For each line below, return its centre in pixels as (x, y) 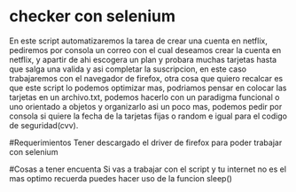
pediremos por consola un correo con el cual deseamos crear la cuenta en (145, 50)
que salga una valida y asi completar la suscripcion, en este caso (128, 69)
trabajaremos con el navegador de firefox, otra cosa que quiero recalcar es (146, 78)
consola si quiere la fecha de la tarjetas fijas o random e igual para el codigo (148, 116)
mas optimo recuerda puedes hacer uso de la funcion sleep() (121, 178)
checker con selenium (92, 16)
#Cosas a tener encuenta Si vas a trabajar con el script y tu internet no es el (148, 169)
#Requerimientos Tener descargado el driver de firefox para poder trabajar (146, 142)
